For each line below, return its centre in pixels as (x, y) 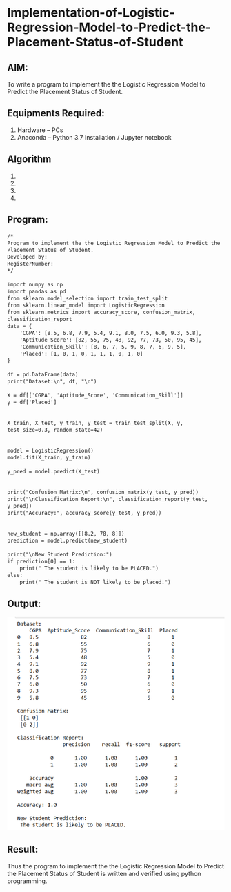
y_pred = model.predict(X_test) (53, 472)
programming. (27, 881)
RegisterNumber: (30, 264)
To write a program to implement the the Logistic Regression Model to (106, 84)
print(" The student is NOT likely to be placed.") (95, 583)
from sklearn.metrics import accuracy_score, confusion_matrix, (101, 313)
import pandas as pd (37, 292)
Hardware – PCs (40, 130)
